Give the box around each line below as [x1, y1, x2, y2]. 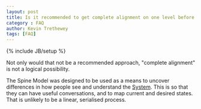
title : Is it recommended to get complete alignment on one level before [6, 14, 195, 20]
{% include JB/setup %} [6, 47, 66, 54]
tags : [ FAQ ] [6, 31, 36, 37]
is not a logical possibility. [6, 65, 70, 72]
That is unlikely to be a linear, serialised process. [6, 96, 127, 104]
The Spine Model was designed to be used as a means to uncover [6, 77, 170, 84]
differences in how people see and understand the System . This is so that [6, 83, 188, 90]
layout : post [6, 8, 39, 15]
